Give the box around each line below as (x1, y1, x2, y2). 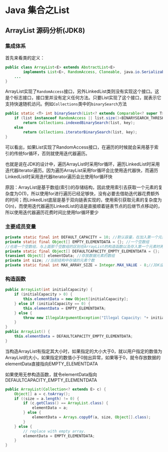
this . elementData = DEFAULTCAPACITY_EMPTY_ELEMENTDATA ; (14, 334, 133, 339)
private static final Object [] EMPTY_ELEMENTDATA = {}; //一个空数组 (5, 239, 149, 244)
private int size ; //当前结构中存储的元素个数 (5, 258, 95, 263)
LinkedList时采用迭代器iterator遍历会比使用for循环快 (5, 174, 112, 180)
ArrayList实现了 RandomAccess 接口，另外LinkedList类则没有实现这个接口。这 (5, 88, 159, 94)
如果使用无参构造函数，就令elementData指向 (5, 371, 97, 377)
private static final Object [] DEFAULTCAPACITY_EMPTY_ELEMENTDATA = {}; (5, 249, 160, 254)
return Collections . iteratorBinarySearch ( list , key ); (23, 129, 137, 134)
